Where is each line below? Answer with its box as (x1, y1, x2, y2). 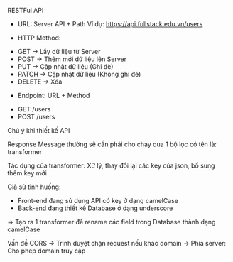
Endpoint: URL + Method (17, 92, 90, 99)
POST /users (17, 113, 55, 121)
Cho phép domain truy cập (7, 246, 86, 255)
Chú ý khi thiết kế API (7, 126, 70, 134)
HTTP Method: (17, 33, 61, 42)
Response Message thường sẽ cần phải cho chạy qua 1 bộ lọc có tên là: (7, 140, 217, 148)
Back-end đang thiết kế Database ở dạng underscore (17, 204, 173, 212)
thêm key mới (7, 169, 48, 177)
